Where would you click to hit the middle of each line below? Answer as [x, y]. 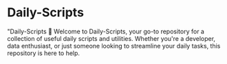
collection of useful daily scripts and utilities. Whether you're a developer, [111, 38]
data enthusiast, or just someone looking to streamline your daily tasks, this [114, 46]
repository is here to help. [44, 53]
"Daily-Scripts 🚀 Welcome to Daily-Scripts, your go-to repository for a [106, 31]
